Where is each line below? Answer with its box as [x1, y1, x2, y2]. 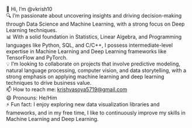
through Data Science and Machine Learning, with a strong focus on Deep [6, 20, 185, 27]
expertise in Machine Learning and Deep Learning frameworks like [6, 48, 167, 55]
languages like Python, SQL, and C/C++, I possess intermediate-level [6, 41, 173, 49]
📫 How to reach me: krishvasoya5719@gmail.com [6, 86, 128, 93]
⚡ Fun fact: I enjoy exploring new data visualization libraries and [6, 101, 160, 108]
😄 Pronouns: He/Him [6, 94, 57, 101]
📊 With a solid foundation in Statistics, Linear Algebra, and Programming [6, 33, 182, 40]
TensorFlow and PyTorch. [6, 54, 68, 61]
